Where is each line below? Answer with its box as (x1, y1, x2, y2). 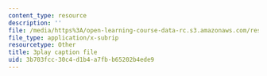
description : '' (8, 19, 62, 27)
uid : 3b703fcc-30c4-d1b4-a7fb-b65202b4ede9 (8, 56, 155, 64)
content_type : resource (8, 11, 87, 20)
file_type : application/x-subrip (8, 33, 119, 42)
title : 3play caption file (8, 48, 98, 56)
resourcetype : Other (8, 41, 77, 49)
